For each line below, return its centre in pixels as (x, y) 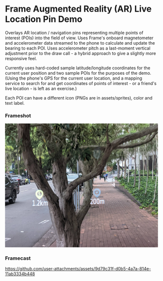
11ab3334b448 (20, 274)
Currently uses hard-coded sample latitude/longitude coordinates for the (78, 68)
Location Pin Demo (44, 19)
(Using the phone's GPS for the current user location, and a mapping (73, 78)
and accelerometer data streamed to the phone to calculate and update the (80, 43)
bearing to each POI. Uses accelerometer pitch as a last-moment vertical (78, 48)
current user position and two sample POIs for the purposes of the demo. (78, 73)
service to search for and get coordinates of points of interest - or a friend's (81, 83)
